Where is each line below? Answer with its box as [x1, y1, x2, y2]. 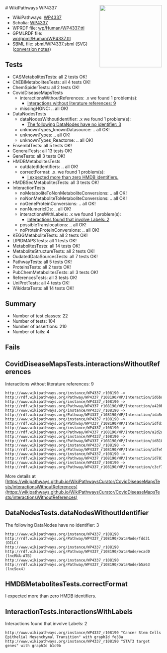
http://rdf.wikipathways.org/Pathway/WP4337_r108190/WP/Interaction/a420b [5, 403, 164, 408]
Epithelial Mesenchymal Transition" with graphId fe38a [5, 635, 123, 640]
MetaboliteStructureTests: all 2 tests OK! [12, 248, 95, 254]
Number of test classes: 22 [12, 313, 68, 319]
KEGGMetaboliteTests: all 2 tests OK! [12, 232, 88, 238]
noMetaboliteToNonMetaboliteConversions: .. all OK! [19, 190, 127, 196]
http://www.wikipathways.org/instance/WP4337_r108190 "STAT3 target [5, 639, 150, 644]
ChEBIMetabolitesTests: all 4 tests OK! [12, 79, 91, 85]
